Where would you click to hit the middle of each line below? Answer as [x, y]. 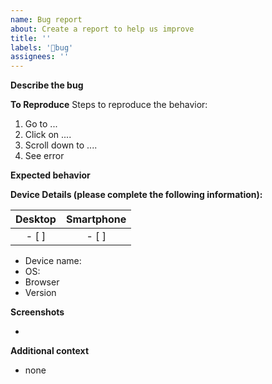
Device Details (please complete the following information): [136, 195]
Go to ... [41, 124]
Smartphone [96, 219]
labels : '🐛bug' [42, 47]
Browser [42, 282]
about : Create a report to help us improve [102, 29]
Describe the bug [47, 85]
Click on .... [48, 135]
